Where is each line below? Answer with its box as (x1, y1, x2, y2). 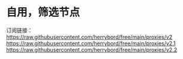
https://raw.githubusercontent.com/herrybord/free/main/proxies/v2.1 (6, 40, 176, 47)
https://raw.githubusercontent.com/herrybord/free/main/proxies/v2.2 (6, 46, 178, 53)
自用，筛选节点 (6, 5, 80, 19)
